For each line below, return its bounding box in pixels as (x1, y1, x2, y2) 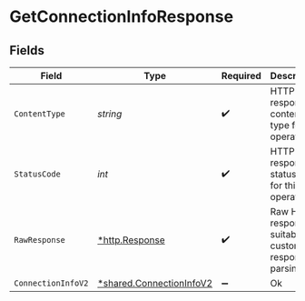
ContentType (14, 109, 66, 119)
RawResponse (14, 235, 66, 245)
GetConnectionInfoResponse (9, 6, 234, 27)
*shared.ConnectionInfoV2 (96, 277, 213, 289)
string (96, 107, 123, 120)
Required (221, 70, 261, 82)
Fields (9, 43, 45, 58)
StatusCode (14, 169, 61, 179)
